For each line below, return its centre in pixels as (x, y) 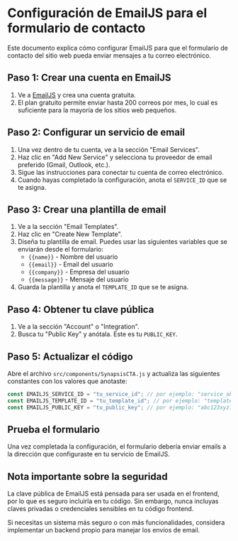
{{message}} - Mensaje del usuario (78, 279)
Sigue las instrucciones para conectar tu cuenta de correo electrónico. (121, 172)
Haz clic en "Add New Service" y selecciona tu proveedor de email (115, 157)
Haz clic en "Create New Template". (70, 234)
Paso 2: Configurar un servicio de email (96, 133)
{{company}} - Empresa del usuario (79, 272)
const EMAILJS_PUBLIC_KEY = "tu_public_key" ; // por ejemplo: (101, 407)
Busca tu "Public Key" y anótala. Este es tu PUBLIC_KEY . (97, 334)
